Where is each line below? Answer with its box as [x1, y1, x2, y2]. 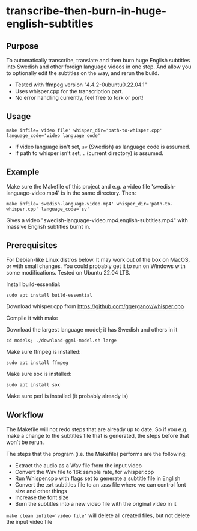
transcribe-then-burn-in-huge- [6, 4, 167, 18]
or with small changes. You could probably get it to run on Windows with [6, 262, 186, 270]
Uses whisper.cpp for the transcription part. [14, 88, 124, 94]
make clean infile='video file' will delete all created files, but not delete [6, 512, 190, 519]
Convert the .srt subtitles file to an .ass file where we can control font [14, 481, 186, 488]
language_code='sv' [41, 206, 90, 212]
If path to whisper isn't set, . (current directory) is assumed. [14, 149, 164, 157]
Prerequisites [6, 240, 58, 250]
